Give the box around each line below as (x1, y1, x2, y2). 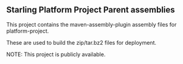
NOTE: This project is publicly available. (6, 51, 106, 58)
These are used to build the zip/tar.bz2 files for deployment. (6, 39, 157, 46)
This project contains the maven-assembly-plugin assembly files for (6, 21, 177, 28)
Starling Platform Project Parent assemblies (6, 5, 175, 15)
